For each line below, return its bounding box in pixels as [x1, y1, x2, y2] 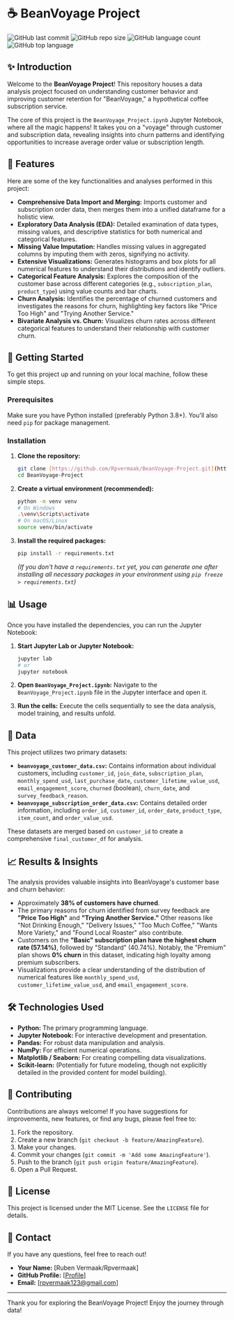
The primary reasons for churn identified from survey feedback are [17, 906, 210, 914]
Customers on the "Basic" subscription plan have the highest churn [17, 936, 217, 945]
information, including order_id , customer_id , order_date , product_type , [17, 806, 222, 815]
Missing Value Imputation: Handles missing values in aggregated [17, 242, 207, 250]
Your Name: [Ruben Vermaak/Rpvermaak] [17, 1263, 139, 1272]
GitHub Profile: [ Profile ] [17, 1271, 86, 1279]
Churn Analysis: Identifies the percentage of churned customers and [17, 294, 217, 303]
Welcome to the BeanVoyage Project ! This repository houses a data [7, 80, 203, 88]
